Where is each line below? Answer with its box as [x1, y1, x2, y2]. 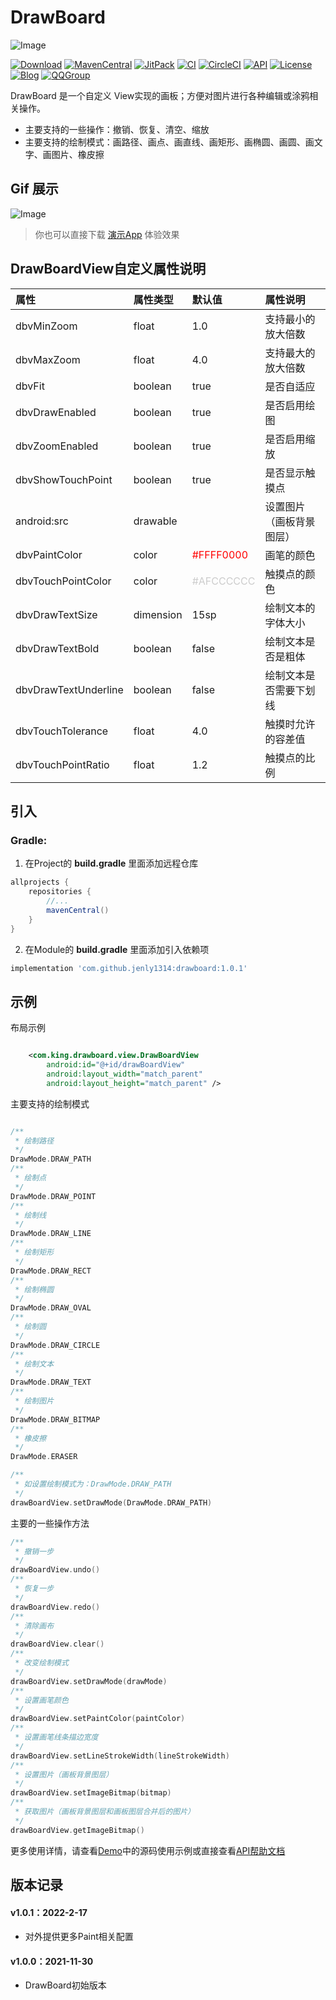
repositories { [28, 887, 92, 897]
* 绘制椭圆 [14, 1284, 55, 1295]
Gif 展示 [10, 181, 59, 198]
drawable [133, 514, 178, 528]
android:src [15, 514, 69, 528]
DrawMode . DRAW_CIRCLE [10, 1340, 101, 1350]
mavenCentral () [46, 905, 110, 915]
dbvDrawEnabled [15, 405, 97, 419]
